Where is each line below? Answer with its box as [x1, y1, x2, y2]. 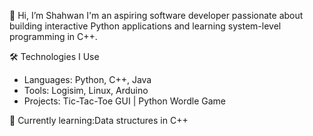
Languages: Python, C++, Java [23, 74, 152, 85]
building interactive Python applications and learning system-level [9, 20, 282, 32]
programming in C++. [9, 31, 98, 42]
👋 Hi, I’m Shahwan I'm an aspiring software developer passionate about [9, 10, 304, 21]
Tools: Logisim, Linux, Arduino [23, 85, 149, 96]
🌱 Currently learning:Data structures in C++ [9, 115, 189, 126]
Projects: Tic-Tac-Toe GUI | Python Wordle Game [23, 95, 227, 107]
